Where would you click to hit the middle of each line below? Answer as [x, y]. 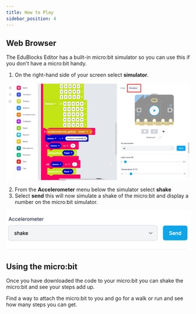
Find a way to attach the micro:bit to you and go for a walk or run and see [95, 298]
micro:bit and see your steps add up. [50, 287]
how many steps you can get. [42, 305]
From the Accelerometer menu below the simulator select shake [93, 190]
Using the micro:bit [42, 267]
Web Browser [31, 43]
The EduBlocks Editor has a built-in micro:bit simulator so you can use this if [98, 57]
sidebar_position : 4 [31, 19]
